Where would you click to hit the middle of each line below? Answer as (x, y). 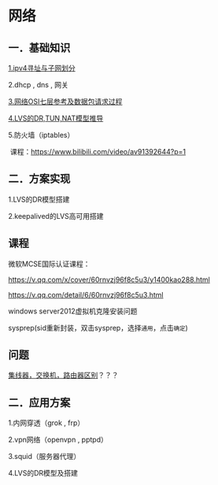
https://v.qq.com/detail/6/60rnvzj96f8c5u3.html (86, 294)
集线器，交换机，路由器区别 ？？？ (63, 376)
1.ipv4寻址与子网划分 (42, 68)
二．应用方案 (39, 402)
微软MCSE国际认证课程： (49, 264)
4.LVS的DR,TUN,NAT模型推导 (56, 118)
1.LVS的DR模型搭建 (39, 199)
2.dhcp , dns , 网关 (39, 85)
